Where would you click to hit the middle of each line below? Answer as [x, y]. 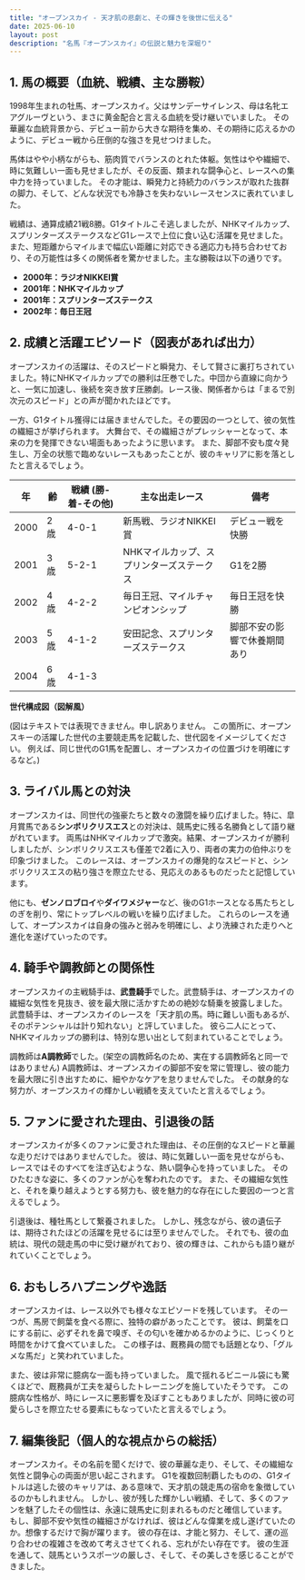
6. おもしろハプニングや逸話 [88, 1287]
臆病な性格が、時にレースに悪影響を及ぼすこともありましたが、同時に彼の [148, 1398]
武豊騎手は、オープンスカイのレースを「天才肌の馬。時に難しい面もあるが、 [152, 1014]
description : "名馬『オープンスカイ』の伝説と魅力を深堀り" [111, 43]
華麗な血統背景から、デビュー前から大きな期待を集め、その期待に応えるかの [152, 129]
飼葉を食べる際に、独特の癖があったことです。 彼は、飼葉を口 [172, 1322]
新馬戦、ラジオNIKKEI [169, 521]
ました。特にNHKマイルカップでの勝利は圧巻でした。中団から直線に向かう [149, 377]
